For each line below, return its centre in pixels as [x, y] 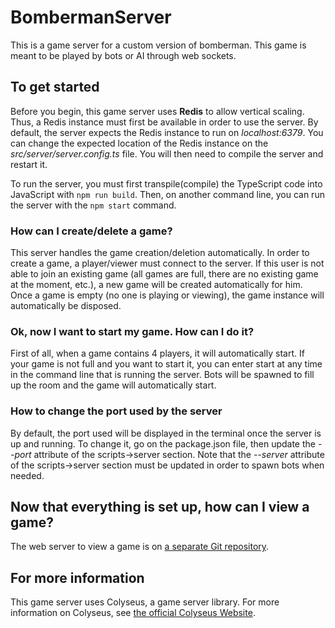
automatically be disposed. [66, 306]
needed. [27, 475]
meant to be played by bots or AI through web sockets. [123, 55]
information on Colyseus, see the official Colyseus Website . [133, 613]
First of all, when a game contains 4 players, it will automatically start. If [157, 353]
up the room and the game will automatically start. [113, 385]
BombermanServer [91, 17]
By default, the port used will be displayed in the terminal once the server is [166, 433]
